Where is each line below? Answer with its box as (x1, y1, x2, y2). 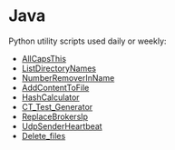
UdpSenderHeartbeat (21, 120, 102, 132)
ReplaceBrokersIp (21, 111, 88, 122)
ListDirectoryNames (21, 63, 97, 74)
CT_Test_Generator (21, 101, 93, 112)
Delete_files (21, 130, 66, 141)
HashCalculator (21, 92, 80, 103)
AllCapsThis (21, 53, 67, 64)
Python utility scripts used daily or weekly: (8, 35, 167, 46)
